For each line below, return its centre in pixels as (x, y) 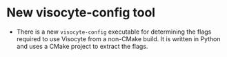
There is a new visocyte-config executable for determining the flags (114, 32)
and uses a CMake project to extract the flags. (82, 46)
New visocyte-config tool (81, 13)
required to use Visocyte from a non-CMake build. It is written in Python (119, 38)
